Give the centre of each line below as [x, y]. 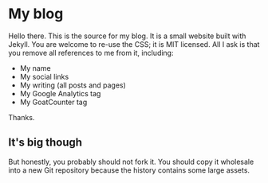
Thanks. [22, 117]
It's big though [45, 143]
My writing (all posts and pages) [73, 85]
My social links [44, 76]
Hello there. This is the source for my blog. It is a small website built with [127, 36]
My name [35, 68]
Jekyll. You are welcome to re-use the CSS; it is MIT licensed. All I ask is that [134, 44]
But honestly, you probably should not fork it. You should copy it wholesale [131, 162]
